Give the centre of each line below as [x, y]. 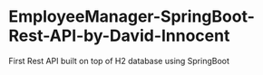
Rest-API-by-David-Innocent [119, 36]
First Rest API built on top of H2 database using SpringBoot [119, 61]
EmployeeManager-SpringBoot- [132, 17]
